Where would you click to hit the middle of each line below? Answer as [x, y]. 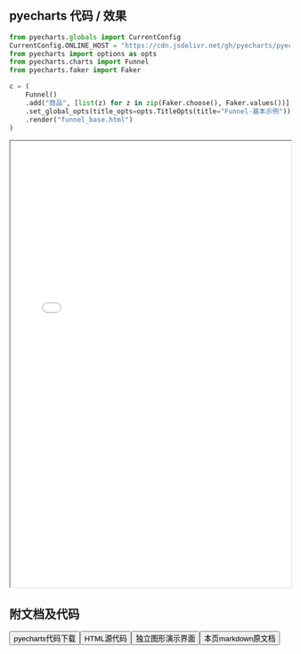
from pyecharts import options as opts [83, 54]
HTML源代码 [106, 639]
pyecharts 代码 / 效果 [68, 16]
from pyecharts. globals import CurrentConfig [95, 37]
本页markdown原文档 [240, 639]
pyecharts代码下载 [45, 639]
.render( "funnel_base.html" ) [79, 120]
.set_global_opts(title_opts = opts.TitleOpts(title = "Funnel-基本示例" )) [158, 111]
